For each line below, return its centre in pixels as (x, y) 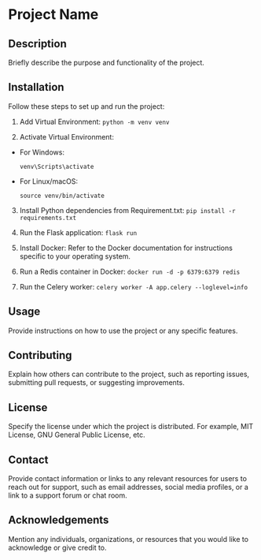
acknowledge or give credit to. (58, 547)
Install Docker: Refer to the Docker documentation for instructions (126, 248)
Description (37, 44)
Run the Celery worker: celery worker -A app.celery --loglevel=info (134, 286)
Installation (36, 87)
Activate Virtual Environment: (66, 136)
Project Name (53, 15)
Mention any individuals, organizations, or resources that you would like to (129, 539)
